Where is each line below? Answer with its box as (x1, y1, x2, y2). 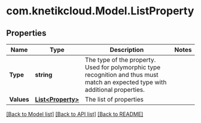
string (35, 70, 53, 79)
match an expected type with (84, 78, 167, 86)
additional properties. (84, 85, 145, 94)
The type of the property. (84, 56, 156, 64)
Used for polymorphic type (84, 63, 161, 71)
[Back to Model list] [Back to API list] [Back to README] (6, 110, 144, 118)
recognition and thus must (84, 70, 159, 79)
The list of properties (84, 96, 144, 103)
